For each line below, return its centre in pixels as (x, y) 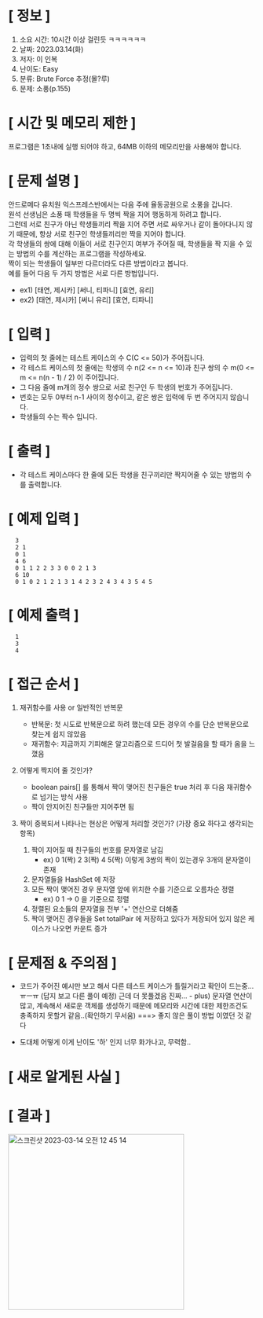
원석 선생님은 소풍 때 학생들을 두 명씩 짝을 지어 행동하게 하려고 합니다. (115, 214)
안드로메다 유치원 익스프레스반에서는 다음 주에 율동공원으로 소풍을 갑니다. (121, 204)
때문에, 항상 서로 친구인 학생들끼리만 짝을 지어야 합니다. (101, 233)
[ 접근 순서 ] (44, 684)
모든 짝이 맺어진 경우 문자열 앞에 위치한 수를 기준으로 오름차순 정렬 (133, 889)
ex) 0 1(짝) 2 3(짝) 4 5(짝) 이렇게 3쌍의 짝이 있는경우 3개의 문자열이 (147, 859)
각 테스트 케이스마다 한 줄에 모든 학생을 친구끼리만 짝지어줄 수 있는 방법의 (131, 474)
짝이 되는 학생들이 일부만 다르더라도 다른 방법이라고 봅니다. (98, 263)
